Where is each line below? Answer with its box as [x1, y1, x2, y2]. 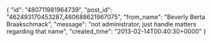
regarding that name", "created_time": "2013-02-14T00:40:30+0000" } [6, 27, 207, 35]
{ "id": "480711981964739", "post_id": [6, 6, 112, 14]
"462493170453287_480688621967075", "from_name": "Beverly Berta [6, 13, 205, 21]
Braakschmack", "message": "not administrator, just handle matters [6, 20, 197, 28]
